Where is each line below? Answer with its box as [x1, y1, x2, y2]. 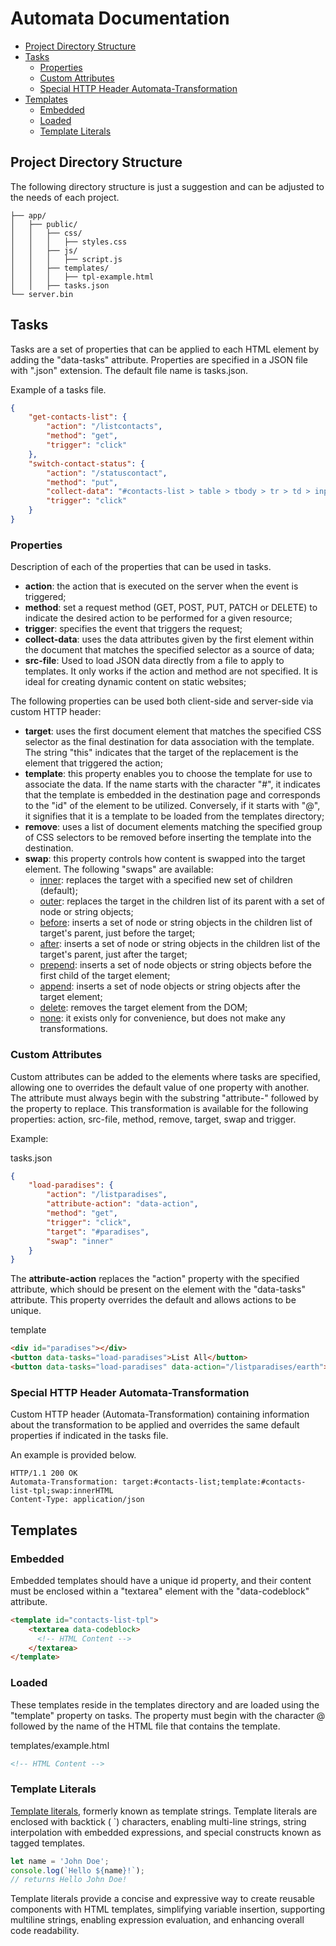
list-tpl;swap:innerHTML [10, 1486, 114, 1496]
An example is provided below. [10, 1449, 137, 1461]
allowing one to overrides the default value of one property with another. [10, 1081, 310, 1093]
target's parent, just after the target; [39, 948, 188, 961]
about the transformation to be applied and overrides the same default [10, 1419, 300, 1431]
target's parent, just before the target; [39, 927, 196, 939]
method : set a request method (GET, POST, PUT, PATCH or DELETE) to [24, 602, 318, 614]
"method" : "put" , [46, 477, 118, 487]
